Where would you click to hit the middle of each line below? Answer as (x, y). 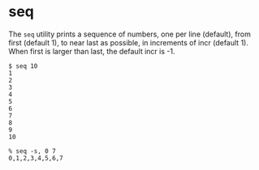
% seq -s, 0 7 (32, 151)
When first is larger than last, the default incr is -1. (92, 51)
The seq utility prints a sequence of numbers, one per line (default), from (130, 34)
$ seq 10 (23, 66)
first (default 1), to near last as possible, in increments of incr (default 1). (129, 42)
